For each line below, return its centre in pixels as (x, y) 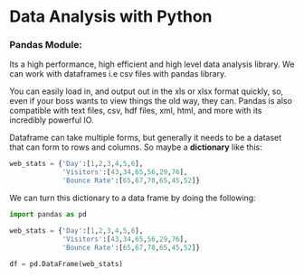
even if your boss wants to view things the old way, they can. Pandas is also (151, 101)
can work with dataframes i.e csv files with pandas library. (118, 74)
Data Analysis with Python (111, 17)
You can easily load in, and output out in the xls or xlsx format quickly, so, (147, 91)
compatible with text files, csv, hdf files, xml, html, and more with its (136, 111)
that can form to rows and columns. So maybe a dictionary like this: (136, 147)
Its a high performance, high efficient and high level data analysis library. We (152, 64)
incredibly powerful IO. (52, 120)
